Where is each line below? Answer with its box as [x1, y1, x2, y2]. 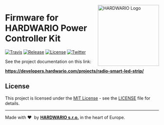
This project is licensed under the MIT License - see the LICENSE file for [5, 95, 150, 101]
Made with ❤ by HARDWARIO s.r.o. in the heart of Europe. [5, 114, 125, 120]
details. [5, 100, 20, 106]
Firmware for [5, 12, 59, 23]
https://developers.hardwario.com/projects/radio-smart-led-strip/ [5, 68, 144, 74]
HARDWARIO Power [5, 22, 87, 34]
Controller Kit [5, 33, 61, 44]
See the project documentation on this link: [5, 59, 92, 64]
